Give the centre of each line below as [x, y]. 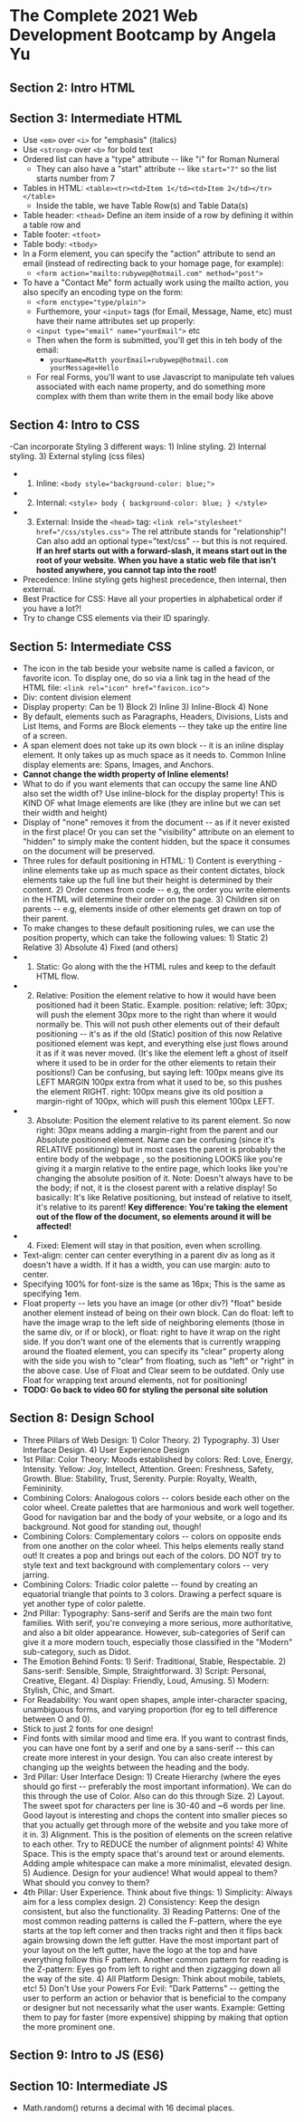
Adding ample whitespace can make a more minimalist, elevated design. [157, 1863]
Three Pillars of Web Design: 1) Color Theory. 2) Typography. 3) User [151, 1439]
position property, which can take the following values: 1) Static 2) [145, 938]
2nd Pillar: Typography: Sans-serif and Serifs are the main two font [147, 1613]
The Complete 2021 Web [104, 16]
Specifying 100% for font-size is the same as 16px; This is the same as [154, 1284]
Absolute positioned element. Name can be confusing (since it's [156, 1140]
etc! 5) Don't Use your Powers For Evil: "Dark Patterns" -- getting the [151, 1988]
